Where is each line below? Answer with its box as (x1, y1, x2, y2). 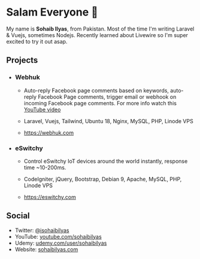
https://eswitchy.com (23, 193, 76, 200)
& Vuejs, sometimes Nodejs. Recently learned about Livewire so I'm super (6, 31, 189, 38)
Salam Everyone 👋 (6, 5, 99, 19)
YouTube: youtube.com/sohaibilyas (14, 233, 102, 240)
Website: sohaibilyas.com (14, 245, 78, 253)
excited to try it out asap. (6, 38, 68, 45)
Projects (6, 55, 38, 65)
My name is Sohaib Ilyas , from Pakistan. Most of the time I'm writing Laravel (6, 25, 195, 32)
